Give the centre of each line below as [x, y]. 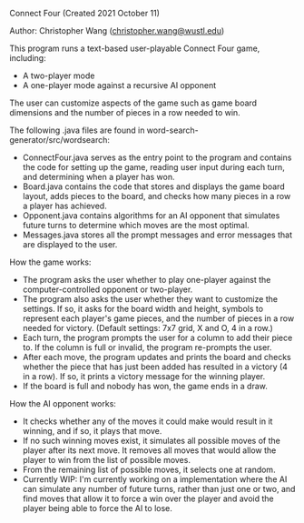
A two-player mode [59, 75]
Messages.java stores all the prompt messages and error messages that [157, 235]
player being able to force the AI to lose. [97, 508]
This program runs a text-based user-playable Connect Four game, [135, 48]
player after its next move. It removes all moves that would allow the [149, 450]
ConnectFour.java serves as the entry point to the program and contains [157, 157]
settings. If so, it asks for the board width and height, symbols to [143, 309]
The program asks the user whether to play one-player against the [147, 280]
